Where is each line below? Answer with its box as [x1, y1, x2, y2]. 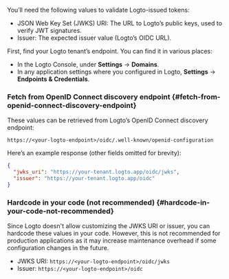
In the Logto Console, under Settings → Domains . [17, 60, 160, 68]
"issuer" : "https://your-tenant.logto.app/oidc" [13, 175, 155, 182]
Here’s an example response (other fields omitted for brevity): [7, 149, 182, 157]
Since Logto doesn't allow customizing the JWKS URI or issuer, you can [7, 222, 210, 230]
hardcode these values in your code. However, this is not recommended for [7, 230, 221, 238]
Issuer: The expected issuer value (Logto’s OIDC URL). [17, 34, 172, 42]
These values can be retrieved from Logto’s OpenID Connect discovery [7, 116, 208, 124]
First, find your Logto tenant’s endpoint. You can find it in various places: [7, 47, 213, 55]
